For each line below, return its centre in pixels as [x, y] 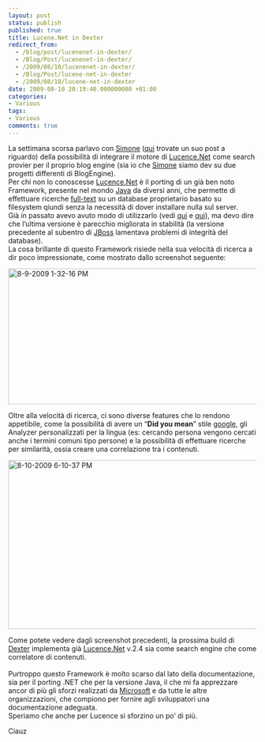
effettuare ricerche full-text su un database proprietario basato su [115, 198]
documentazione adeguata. [53, 707]
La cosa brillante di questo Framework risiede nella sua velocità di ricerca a [131, 249]
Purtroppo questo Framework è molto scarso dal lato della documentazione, [132, 673]
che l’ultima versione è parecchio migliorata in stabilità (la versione [116, 224]
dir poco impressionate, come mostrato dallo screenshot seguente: [117, 257]
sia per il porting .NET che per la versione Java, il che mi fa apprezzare [123, 682]
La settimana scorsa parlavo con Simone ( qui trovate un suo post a [117, 148]
